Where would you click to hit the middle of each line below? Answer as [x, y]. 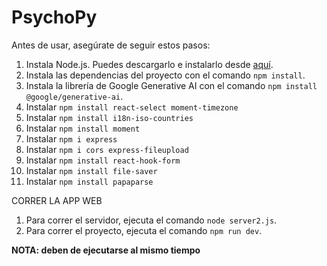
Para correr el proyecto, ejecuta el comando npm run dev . [144, 230]
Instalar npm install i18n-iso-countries [109, 117]
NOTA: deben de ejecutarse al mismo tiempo [106, 250]
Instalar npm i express [71, 138]
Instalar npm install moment [83, 128]
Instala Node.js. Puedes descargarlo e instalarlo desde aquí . [149, 64]
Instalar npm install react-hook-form [103, 160]
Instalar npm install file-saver [91, 170]
